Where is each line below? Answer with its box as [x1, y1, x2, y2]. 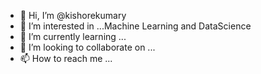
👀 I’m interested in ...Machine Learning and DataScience [19, 20, 252, 32]
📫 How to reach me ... [19, 53, 113, 64]
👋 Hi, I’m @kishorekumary [19, 10, 127, 21]
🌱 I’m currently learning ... [19, 31, 127, 42]
